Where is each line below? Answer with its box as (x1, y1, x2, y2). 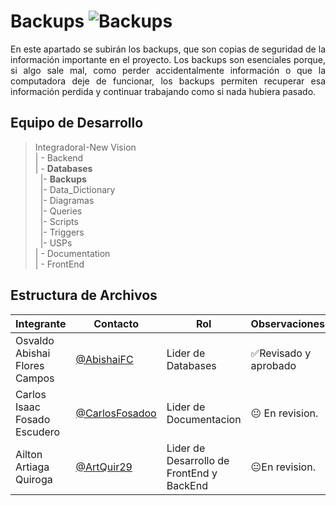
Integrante (15, 316, 67, 330)
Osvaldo (15, 333, 55, 347)
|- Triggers (39, 226, 85, 238)
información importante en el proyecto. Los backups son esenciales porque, (10, 53, 326, 65)
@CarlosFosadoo (75, 406, 157, 420)
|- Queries (39, 205, 83, 217)
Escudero (15, 425, 61, 439)
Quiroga (15, 472, 53, 486)
